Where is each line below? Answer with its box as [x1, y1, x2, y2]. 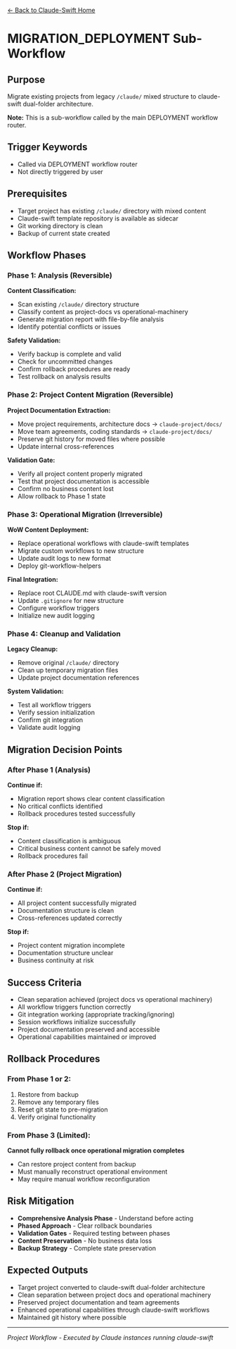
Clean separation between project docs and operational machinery [17, 1291, 211, 1299]
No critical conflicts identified [17, 802, 103, 810]
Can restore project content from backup [17, 1160, 136, 1168]
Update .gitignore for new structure [17, 596, 124, 604]
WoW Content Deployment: [7, 525, 89, 534]
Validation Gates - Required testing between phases [17, 1229, 171, 1237]
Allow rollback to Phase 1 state [17, 492, 106, 500]
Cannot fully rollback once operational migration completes [7, 1146, 185, 1155]
